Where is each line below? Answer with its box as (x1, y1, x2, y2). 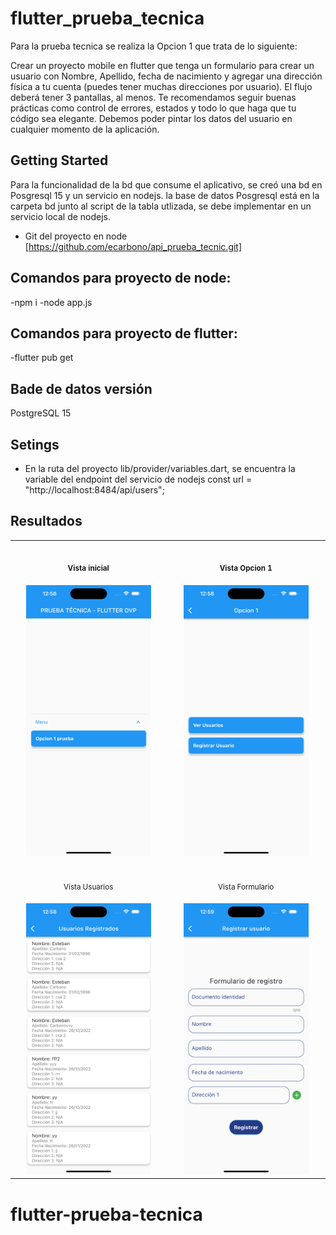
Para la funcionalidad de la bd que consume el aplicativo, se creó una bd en (10, 178, 323, 191)
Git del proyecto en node (24, 230, 128, 242)
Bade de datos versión (10, 380, 153, 397)
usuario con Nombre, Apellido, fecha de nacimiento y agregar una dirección (10, 70, 323, 82)
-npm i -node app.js (10, 296, 93, 308)
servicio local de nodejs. (10, 210, 112, 222)
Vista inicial (67, 563, 110, 574)
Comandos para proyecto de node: (10, 270, 232, 287)
